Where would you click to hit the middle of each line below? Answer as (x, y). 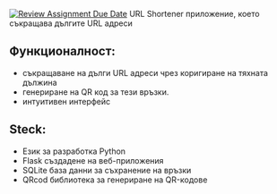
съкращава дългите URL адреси (71, 23)
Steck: (28, 130)
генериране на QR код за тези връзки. (95, 92)
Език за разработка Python (74, 151)
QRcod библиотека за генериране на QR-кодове (115, 180)
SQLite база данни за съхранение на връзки (107, 170)
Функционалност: (63, 51)
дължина (39, 82)
